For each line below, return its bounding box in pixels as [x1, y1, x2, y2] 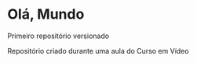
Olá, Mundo [7, 5, 85, 23]
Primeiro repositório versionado [7, 31, 110, 40]
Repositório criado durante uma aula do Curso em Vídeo [7, 46, 189, 55]
